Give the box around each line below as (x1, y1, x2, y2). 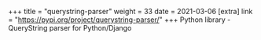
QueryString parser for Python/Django (8, 24, 132, 32)
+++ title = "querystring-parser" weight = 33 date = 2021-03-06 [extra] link (8, 7, 253, 16)
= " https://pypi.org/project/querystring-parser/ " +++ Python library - (8, 15, 231, 24)
